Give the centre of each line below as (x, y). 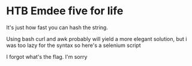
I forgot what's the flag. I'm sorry (47, 56)
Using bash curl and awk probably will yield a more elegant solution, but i (97, 39)
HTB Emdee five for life (65, 11)
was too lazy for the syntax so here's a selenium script (73, 45)
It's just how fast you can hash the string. (57, 27)
